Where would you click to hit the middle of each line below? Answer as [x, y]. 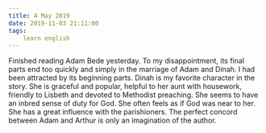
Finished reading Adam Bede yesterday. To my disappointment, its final [126, 61]
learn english [46, 38]
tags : [17, 30]
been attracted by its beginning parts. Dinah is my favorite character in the [132, 78]
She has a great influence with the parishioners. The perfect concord [123, 112]
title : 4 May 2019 [39, 16]
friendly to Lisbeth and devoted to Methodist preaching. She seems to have [133, 95]
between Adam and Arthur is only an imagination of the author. [112, 120]
